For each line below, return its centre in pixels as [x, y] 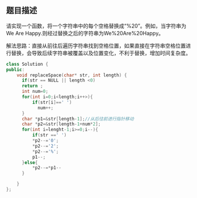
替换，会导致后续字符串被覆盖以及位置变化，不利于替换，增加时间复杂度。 [101, 53]
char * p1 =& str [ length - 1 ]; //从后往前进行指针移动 [78, 119]
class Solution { [27, 64]
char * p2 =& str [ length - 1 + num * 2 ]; [61, 124]
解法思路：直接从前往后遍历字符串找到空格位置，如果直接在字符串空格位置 [96, 45]
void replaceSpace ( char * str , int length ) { [72, 75]
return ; [32, 86]
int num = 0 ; [35, 92]
